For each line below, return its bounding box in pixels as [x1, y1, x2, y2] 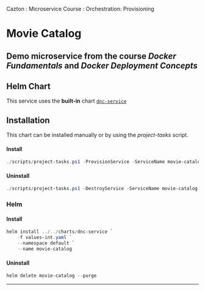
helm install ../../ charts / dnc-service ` [6, 229, 113, 235]
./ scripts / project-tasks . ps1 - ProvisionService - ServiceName [6, 159, 165, 165]
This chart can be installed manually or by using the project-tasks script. [6, 131, 189, 139]
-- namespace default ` [17, 240, 75, 246]
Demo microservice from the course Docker [6, 51, 176, 61]
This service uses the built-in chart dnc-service [6, 97, 127, 105]
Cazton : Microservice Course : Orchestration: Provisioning [6, 6, 154, 12]
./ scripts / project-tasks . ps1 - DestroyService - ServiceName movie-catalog [6, 186, 198, 192]
